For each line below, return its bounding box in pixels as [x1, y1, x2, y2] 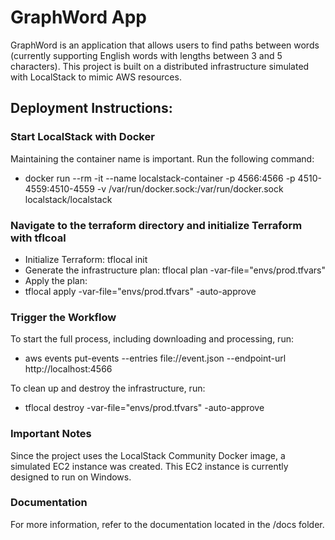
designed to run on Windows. [10, 471, 132, 483]
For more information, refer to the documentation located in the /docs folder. [10, 518, 325, 530]
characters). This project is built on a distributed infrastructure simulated [10, 60, 310, 72]
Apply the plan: [24, 274, 88, 286]
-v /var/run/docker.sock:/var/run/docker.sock [96, 182, 284, 195]
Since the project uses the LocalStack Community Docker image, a [10, 449, 286, 461]
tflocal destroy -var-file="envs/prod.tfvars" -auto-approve [24, 402, 265, 414]
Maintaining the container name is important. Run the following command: [10, 152, 315, 165]
